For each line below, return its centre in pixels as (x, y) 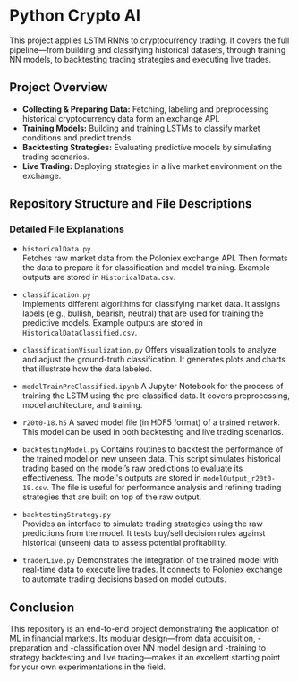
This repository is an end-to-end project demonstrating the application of (145, 629)
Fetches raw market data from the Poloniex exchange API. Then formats (155, 258)
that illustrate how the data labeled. (87, 369)
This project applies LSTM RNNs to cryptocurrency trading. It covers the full (149, 40)
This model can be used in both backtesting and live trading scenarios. (153, 432)
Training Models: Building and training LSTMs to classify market (141, 128)
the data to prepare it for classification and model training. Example (146, 268)
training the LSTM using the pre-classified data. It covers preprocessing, (156, 396)
